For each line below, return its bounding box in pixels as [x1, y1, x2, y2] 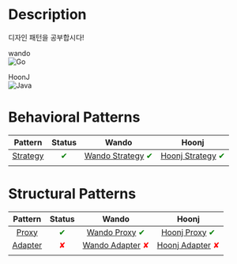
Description [8, 6, 87, 24]
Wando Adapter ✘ [82, 239, 150, 251]
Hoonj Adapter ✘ [156, 239, 220, 251]
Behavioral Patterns [8, 108, 141, 126]
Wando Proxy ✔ [86, 227, 145, 238]
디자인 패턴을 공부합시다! [8, 32, 85, 42]
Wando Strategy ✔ [84, 150, 153, 161]
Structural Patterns [8, 185, 137, 203]
